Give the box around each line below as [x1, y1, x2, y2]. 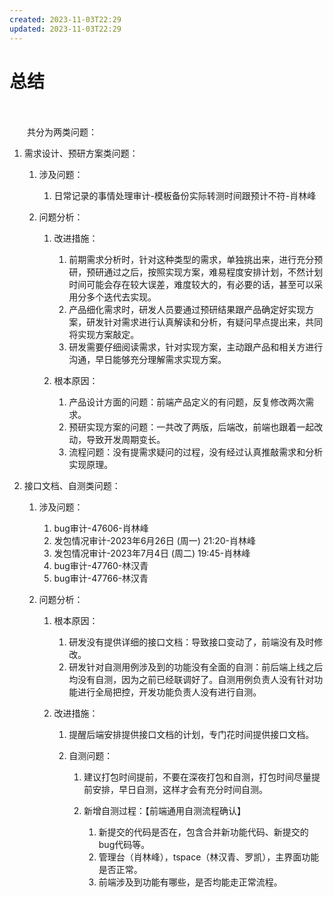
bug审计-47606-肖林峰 [53, 522, 149, 535]
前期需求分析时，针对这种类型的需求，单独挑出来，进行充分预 [68, 254, 324, 266]
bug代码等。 [98, 839, 151, 851]
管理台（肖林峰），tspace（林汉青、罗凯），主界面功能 [98, 851, 320, 863]
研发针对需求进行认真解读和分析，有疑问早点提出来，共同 [86, 316, 324, 328]
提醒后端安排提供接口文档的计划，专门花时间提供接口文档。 [68, 729, 315, 741]
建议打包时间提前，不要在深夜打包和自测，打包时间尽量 [83, 771, 312, 783]
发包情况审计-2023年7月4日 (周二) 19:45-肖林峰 [53, 547, 251, 560]
